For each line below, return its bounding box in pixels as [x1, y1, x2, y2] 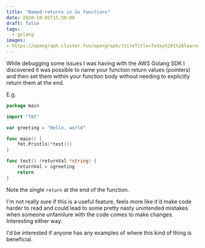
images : [6, 37, 26, 43]
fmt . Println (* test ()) [17, 141, 72, 147]
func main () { [6, 135, 43, 142]
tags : [6, 26, 20, 32]
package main [6, 102, 40, 108]
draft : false [6, 20, 40, 26]
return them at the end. [6, 79, 65, 86]
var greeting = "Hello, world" [6, 124, 86, 131]
